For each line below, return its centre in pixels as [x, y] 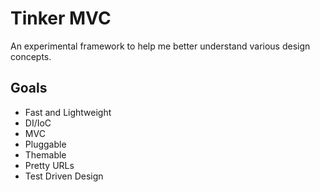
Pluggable [45, 144]
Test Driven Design [64, 176]
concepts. [31, 56]
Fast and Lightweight [68, 112]
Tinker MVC [61, 18]
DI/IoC [38, 123]
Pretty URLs [49, 165]
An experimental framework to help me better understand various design [160, 46]
